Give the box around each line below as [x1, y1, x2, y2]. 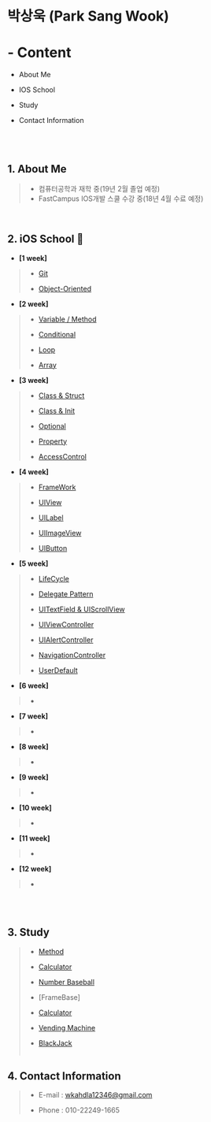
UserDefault [38, 665, 78, 674]
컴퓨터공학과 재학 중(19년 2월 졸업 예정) [38, 184, 161, 193]
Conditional [38, 329, 76, 339]
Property [38, 437, 68, 446]
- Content [7, 44, 72, 61]
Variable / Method [38, 314, 97, 324]
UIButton [38, 543, 68, 552]
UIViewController [38, 619, 94, 629]
